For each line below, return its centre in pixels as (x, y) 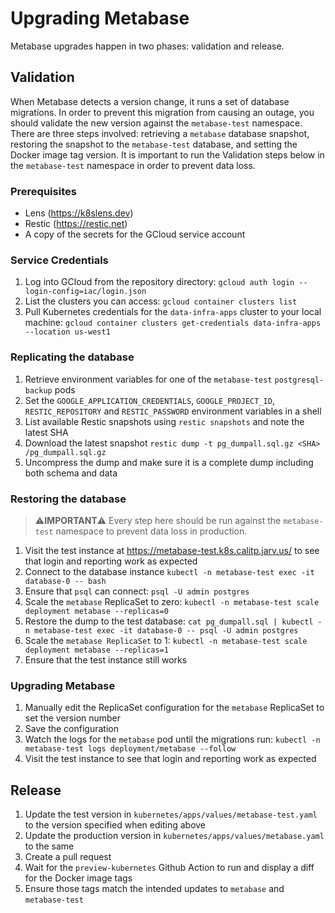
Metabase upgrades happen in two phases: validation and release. (147, 46)
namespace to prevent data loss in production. (151, 531)
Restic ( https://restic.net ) (76, 224)
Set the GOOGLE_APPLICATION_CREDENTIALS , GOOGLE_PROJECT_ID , (149, 400)
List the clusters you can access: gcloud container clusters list (161, 301)
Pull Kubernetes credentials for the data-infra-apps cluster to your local (173, 312)
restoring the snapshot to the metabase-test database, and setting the (154, 144)
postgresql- (299, 380)
